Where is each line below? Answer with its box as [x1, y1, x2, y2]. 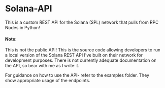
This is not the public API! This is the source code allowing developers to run [5, 47, 161, 53]
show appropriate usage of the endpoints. [5, 78, 90, 84]
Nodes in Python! [5, 24, 40, 30]
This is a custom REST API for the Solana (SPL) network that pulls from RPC [5, 19, 159, 25]
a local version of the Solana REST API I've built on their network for [5, 52, 143, 58]
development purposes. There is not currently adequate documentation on [5, 57, 157, 63]
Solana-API [5, 3, 53, 14]
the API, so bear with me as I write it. [5, 63, 80, 69]
